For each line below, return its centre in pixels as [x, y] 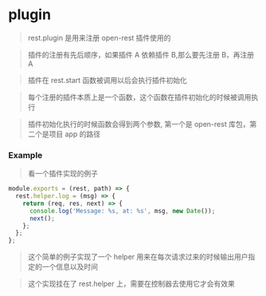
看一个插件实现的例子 [63, 174]
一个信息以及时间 [70, 267]
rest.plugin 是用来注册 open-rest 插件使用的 [99, 37]
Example [25, 155]
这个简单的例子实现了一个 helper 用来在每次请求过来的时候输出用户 [138, 257]
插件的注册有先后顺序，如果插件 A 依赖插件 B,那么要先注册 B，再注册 [141, 54]
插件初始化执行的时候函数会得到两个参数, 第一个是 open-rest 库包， [139, 124]
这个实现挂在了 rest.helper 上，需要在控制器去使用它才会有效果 [131, 284]
